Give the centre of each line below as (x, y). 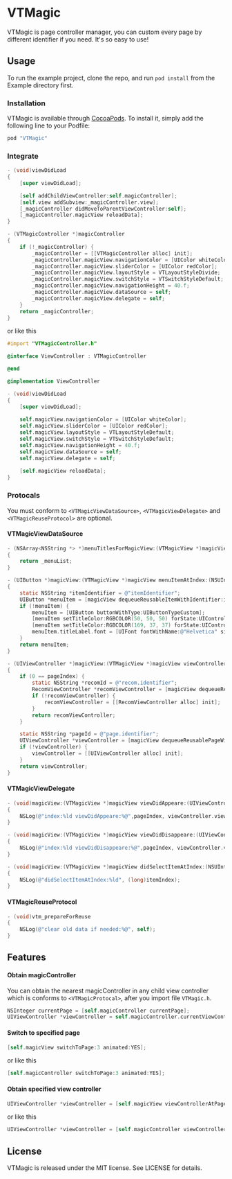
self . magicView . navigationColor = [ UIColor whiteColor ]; (103, 420)
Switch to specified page (44, 1032)
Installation (27, 103)
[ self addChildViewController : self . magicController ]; (98, 195)
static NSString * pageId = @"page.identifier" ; (89, 734)
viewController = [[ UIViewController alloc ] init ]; (108, 753)
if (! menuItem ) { (45, 606)
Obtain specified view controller (54, 1089)
